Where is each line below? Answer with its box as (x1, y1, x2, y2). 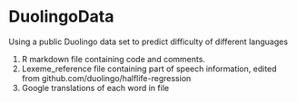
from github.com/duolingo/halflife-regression (21, 72, 192, 83)
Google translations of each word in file (21, 82, 170, 93)
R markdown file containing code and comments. (21, 53, 206, 64)
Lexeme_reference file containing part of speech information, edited (21, 63, 278, 74)
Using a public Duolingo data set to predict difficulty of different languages (8, 36, 288, 47)
